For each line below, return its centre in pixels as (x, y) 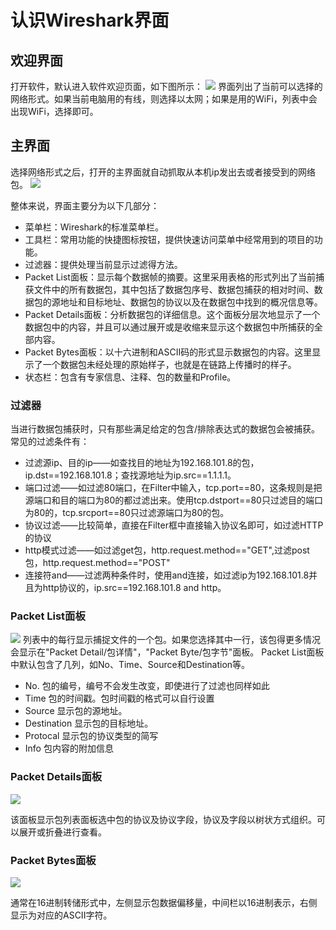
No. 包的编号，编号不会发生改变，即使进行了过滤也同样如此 (147, 686)
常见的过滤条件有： (50, 442)
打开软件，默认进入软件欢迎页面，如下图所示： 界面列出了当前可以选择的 (166, 86)
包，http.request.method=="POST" (97, 563)
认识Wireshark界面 (90, 20)
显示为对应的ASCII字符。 (61, 915)
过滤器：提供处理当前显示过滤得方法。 (103, 264)
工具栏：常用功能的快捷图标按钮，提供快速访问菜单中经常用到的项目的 (169, 239)
